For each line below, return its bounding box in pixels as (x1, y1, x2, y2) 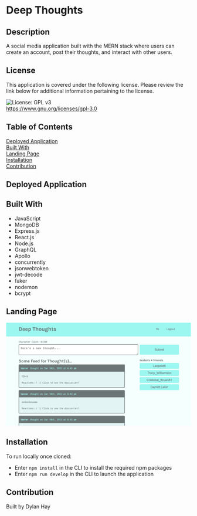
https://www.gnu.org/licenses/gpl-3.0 (6, 105, 98, 112)
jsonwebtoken (14, 264, 49, 271)
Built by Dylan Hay (6, 503, 51, 510)
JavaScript (14, 215, 41, 222)
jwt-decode (14, 271, 43, 278)
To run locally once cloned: (6, 453, 72, 460)
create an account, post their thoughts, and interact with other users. (6, 49, 173, 56)
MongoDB (14, 221, 39, 228)
